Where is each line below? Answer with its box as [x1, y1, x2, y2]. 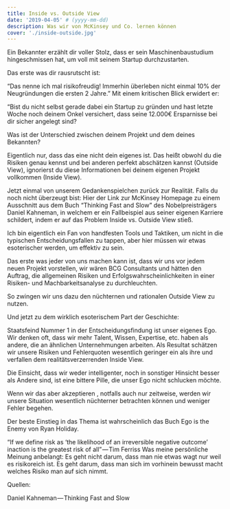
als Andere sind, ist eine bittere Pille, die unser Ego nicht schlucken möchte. [7, 376, 222, 385]
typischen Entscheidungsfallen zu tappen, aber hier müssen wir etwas [7, 237, 206, 245]
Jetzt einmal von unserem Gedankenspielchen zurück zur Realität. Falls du [7, 186, 218, 195]
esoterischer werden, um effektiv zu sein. [7, 243, 125, 252]
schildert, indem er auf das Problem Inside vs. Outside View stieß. [7, 216, 194, 224]
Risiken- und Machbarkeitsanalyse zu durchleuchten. [7, 279, 158, 288]
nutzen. [7, 300, 29, 308]
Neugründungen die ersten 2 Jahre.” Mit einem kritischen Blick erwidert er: [7, 89, 220, 98]
